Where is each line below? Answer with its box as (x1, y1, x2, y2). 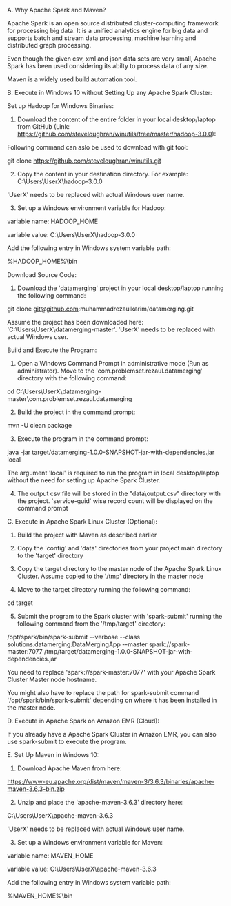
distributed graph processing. (7, 41, 92, 49)
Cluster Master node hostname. (7, 675, 97, 683)
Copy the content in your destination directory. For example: (17, 170, 188, 178)
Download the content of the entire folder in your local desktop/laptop (17, 115, 216, 123)
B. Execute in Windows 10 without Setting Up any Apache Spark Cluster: (7, 89, 212, 96)
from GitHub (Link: (17, 123, 70, 130)
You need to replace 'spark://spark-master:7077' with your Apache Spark (7, 668, 216, 676)
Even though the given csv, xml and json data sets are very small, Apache (7, 54, 217, 63)
